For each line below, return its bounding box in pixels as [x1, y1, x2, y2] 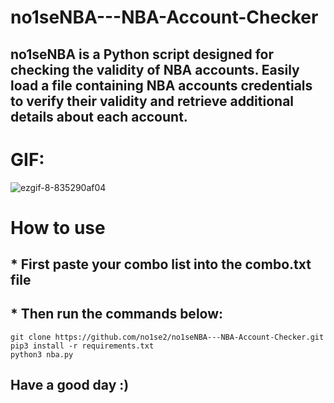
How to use [10, 216, 106, 239]
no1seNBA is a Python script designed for [10, 46, 275, 63]
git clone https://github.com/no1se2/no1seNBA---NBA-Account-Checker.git [10, 332, 325, 342]
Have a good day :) [10, 377, 130, 394]
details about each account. [10, 108, 188, 125]
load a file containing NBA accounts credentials [10, 77, 313, 94]
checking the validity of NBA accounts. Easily [10, 61, 300, 78]
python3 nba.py [10, 349, 74, 360]
